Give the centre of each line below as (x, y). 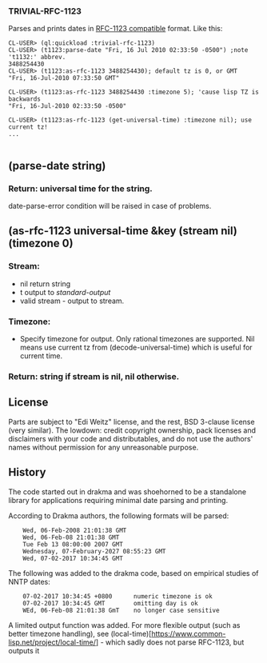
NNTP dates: (29, 581)
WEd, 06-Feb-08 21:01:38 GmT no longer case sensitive (121, 610)
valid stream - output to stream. (72, 301)
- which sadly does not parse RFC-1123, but (172, 642)
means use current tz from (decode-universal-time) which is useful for (136, 347)
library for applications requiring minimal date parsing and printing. (118, 500)
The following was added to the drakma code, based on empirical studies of (133, 573)
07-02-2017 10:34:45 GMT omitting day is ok (110, 603)
